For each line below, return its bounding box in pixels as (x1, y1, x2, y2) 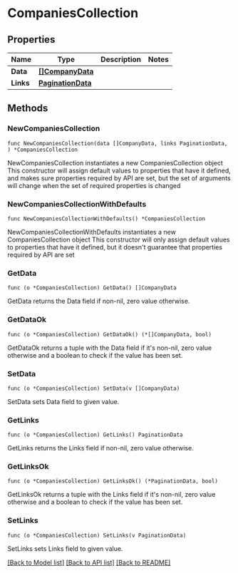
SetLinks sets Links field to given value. (7, 544, 123, 553)
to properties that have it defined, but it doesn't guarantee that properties (7, 242, 223, 251)
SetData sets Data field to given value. (7, 397, 120, 406)
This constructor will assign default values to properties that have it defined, (7, 166, 232, 175)
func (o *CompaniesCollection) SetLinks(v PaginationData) (7, 532, 187, 539)
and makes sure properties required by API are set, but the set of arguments (7, 173, 231, 182)
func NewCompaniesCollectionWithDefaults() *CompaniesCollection (7, 215, 205, 222)
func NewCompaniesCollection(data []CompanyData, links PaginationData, (7, 140, 228, 147)
